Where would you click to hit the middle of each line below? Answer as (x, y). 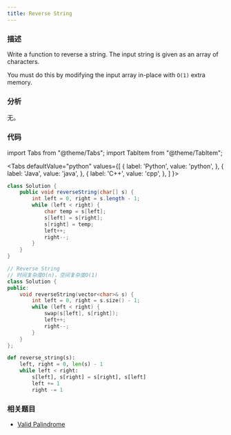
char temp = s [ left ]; (75, 212)
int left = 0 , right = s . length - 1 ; (86, 199)
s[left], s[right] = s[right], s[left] (89, 377)
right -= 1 (48, 390)
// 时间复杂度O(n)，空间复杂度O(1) (52, 275)
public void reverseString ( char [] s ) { (77, 192)
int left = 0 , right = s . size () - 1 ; (86, 301)
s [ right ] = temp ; (69, 224)
